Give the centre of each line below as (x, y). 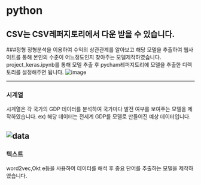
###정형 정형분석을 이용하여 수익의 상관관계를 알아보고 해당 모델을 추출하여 (94, 50)
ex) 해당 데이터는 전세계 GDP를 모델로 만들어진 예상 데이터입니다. (114, 117)
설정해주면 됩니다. (43, 72)
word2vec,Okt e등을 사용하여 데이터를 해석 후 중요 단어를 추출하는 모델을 (92, 168)
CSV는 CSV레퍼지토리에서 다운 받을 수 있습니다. (91, 34)
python (25, 11)
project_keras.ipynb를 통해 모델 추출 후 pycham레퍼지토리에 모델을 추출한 (94, 65)
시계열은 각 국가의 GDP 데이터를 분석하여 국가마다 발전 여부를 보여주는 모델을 (96, 109)
